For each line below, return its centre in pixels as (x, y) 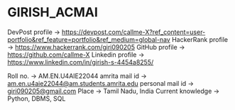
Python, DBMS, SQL (37, 98)
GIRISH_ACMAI (53, 12)
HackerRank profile (200, 39)
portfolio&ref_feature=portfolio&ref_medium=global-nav (89, 39)
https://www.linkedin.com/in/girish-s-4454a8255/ (81, 62)
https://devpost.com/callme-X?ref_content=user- (133, 32)
